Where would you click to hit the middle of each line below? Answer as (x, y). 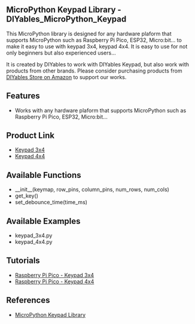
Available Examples (43, 221)
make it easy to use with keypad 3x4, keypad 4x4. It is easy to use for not (97, 46)
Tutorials (23, 261)
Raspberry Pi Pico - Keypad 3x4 (54, 275)
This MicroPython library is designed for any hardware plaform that (89, 34)
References (28, 300)
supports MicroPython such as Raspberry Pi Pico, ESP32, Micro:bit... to (94, 40)
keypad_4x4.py (33, 242)
